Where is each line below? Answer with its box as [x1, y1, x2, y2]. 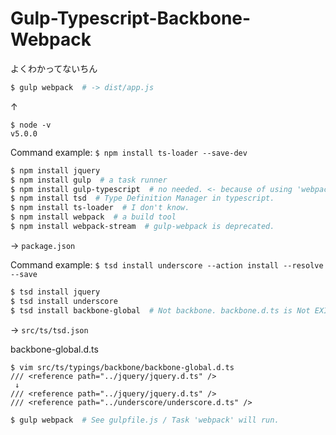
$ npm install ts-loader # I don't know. [10, 203, 190, 213]
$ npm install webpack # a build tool [10, 212, 177, 222]
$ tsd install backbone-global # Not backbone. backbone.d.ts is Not [10, 305, 311, 316]
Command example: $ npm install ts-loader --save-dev [10, 146, 248, 158]
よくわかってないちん [10, 62, 98, 74]
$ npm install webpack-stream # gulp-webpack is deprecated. [10, 222, 275, 232]
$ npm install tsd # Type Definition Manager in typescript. [10, 193, 275, 204]
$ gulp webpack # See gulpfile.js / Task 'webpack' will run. [10, 415, 280, 425]
